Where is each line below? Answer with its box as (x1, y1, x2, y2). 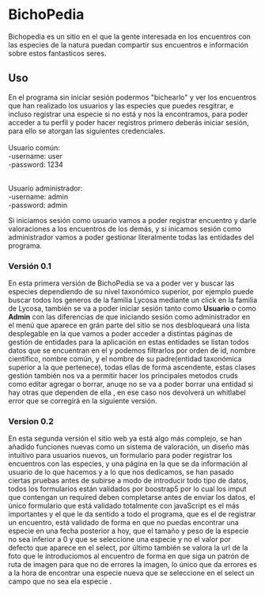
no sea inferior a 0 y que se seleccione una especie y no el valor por (8, 535, 232, 544)
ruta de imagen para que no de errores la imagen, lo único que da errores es (8, 560, 257, 569)
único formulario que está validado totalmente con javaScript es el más (8, 501, 240, 511)
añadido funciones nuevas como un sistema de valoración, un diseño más (8, 442, 250, 452)
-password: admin (8, 200, 68, 210)
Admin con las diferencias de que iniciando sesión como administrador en (8, 312, 251, 322)
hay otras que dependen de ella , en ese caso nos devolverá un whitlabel (8, 388, 247, 397)
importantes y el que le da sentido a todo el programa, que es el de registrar (8, 509, 256, 519)
